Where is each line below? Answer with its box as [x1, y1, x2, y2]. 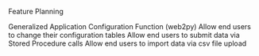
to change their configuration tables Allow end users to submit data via [8, 31, 240, 39]
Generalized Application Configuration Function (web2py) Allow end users [8, 22, 252, 31]
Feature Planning [8, 7, 64, 16]
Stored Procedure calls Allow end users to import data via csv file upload [8, 39, 247, 48]
